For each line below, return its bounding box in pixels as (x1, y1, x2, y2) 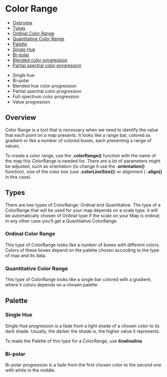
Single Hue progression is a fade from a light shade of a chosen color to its (5, 323, 160, 329)
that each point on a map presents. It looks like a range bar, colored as (5, 132, 151, 138)
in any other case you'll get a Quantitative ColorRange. (5, 218, 118, 224)
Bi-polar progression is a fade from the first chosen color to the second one (5, 362, 161, 368)
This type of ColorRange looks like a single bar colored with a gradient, (5, 276, 152, 282)
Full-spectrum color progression (12, 93, 79, 100)
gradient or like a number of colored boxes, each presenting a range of (5, 137, 152, 143)
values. (5, 143, 20, 149)
